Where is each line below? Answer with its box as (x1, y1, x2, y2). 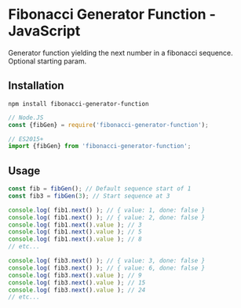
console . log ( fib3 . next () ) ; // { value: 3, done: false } (8, 257, 206, 265)
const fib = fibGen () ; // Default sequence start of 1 (8, 185, 192, 193)
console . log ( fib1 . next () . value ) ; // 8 (8, 235, 143, 244)
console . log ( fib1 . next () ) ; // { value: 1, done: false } (8, 206, 206, 214)
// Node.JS (8, 114, 44, 121)
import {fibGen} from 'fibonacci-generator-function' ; (8, 143, 192, 150)
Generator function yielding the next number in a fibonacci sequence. (8, 48, 233, 57)
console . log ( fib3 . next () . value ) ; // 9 (8, 271, 143, 279)
